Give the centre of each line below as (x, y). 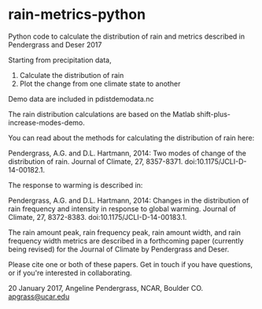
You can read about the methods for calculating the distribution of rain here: (131, 138)
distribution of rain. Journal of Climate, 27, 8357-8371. (96, 161)
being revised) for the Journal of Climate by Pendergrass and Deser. (119, 249)
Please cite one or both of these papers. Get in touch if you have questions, (131, 264)
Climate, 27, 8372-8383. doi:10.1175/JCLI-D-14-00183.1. (98, 217)
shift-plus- (213, 114)
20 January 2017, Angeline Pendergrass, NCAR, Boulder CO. (106, 288)
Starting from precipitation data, (60, 60)
